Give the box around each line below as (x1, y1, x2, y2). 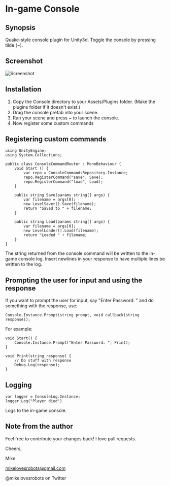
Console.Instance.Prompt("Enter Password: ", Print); (14, 340, 130, 345)
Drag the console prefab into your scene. (12, 109, 99, 115)
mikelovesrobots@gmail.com (5, 465, 66, 471)
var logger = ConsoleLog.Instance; (5, 394, 81, 399)
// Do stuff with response (14, 358, 72, 363)
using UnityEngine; (5, 148, 47, 153)
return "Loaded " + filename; (23, 233, 87, 238)
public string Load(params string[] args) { (14, 219, 110, 224)
